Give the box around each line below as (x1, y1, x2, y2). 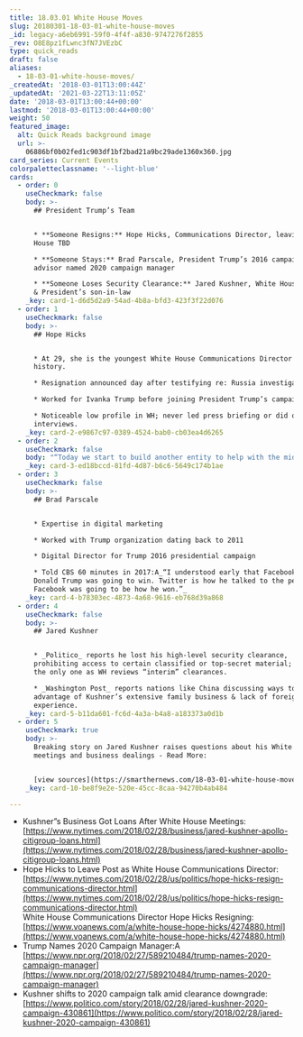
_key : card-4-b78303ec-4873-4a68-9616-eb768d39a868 (25, 592, 224, 602)
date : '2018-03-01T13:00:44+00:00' (9, 96, 143, 106)
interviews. (32, 419, 78, 428)
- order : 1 (17, 305, 59, 314)
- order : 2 (17, 436, 59, 445)
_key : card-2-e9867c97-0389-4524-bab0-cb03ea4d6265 (25, 427, 224, 437)
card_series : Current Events (9, 155, 119, 165)
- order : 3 (17, 470, 59, 479)
